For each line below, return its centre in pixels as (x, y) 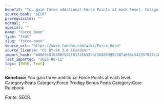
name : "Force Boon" (25, 32)
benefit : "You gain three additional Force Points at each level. (74, 9)
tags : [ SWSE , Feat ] (25, 64)
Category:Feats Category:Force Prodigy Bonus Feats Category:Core (73, 83)
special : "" (17, 28)
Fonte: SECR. (18, 97)
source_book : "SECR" (26, 14)
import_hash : (18, 55)
